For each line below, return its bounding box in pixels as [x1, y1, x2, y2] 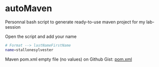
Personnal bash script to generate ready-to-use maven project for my [5, 19, 145, 25]
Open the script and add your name [5, 33, 77, 39]
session [5, 24, 21, 30]
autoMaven [5, 3, 52, 14]
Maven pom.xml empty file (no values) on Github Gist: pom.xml [5, 56, 132, 62]
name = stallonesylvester [5, 47, 54, 52]
